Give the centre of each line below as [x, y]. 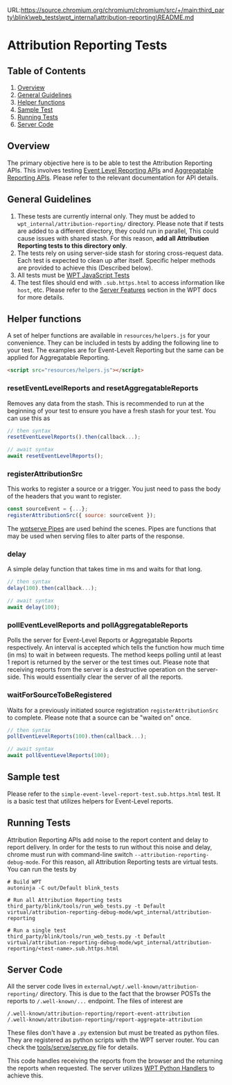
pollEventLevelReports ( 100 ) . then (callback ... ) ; [77, 737]
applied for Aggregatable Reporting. [59, 358]
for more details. [41, 297]
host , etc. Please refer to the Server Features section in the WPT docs [117, 290]
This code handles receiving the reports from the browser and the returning [115, 1061]
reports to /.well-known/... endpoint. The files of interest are [95, 1001]
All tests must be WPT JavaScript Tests [73, 275]
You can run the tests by [42, 869]
